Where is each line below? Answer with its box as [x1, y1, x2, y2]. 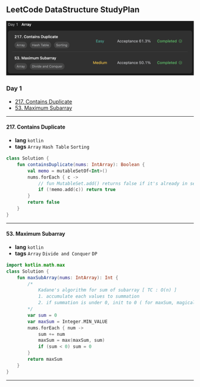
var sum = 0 [27, 312, 58, 318]
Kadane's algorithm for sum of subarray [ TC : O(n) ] [37, 287, 177, 294]
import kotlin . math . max [6, 262, 65, 268]
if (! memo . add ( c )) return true [37, 187, 116, 193]
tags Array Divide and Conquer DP [14, 249, 98, 257]
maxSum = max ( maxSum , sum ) [37, 338, 105, 344]
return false [27, 199, 60, 205]
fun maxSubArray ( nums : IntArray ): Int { [17, 274, 118, 280]
